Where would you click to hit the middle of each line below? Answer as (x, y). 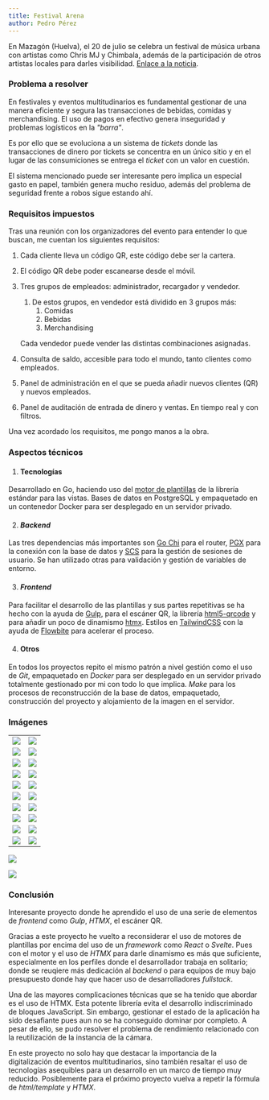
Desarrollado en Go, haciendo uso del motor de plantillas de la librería (124, 490)
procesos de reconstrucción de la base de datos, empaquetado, (114, 693)
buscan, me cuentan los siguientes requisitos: (84, 240)
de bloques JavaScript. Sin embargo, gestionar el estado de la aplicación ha (134, 1012)
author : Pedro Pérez (43, 23)
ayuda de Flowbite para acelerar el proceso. (81, 631)
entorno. (22, 569)
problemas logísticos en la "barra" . (66, 127)
